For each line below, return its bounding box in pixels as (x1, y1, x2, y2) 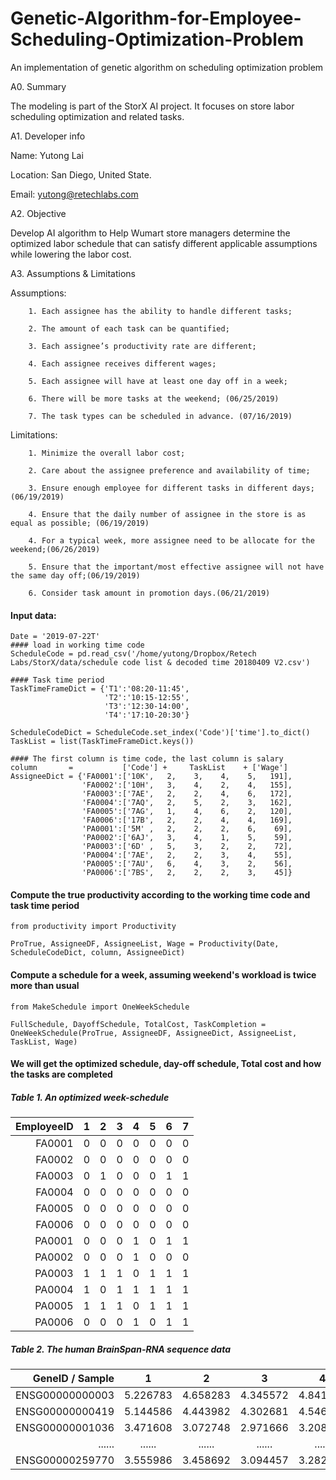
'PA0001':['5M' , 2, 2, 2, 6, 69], (81, 824, 293, 834)
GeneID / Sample (32, 1372, 115, 1386)
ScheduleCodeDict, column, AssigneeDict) (10, 948, 186, 958)
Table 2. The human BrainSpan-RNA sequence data (10, 1343, 231, 1355)
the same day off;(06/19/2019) (10, 570, 141, 581)
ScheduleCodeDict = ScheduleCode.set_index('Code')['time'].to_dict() (10, 728, 311, 738)
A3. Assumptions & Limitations (10, 267, 136, 279)
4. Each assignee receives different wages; (28, 358, 217, 369)
